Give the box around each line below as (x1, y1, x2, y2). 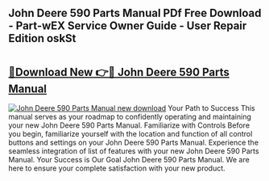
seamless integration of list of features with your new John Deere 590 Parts (8, 146, 259, 156)
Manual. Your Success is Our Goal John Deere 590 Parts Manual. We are (8, 155, 250, 164)
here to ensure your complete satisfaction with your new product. (8, 163, 226, 173)
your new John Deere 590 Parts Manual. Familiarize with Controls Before (8, 120, 250, 130)
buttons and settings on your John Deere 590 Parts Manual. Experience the (8, 137, 259, 147)
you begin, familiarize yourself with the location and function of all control (8, 129, 253, 138)
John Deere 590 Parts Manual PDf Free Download (8, 6, 262, 20)
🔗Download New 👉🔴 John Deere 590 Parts (8, 65, 230, 79)
